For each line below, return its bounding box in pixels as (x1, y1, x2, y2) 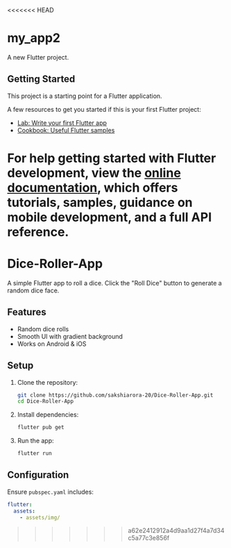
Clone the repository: (17, 378, 78, 386)
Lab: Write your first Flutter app (17, 118, 108, 127)
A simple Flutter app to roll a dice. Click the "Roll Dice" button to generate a (7, 279, 222, 287)
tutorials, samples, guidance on (7, 194, 193, 210)
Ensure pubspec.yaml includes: (7, 488, 94, 496)
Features (7, 306, 46, 318)
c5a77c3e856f (128, 534, 170, 542)
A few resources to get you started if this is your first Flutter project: (7, 105, 201, 113)
